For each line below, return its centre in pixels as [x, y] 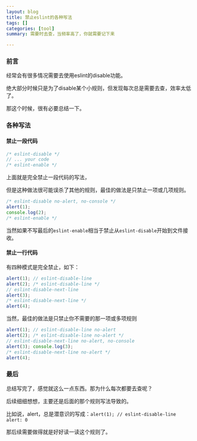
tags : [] [17, 23]
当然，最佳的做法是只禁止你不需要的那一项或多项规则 [72, 319]
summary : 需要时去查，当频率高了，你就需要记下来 [61, 34]
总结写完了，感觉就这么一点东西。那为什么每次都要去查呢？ [79, 388]
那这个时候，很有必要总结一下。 [45, 108]
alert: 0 [17, 420]
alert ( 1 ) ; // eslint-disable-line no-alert [61, 330]
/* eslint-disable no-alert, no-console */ [61, 201]
